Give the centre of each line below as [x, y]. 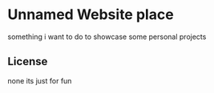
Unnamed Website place [91, 15]
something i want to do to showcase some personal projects [107, 37]
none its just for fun [40, 80]
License [28, 62]
